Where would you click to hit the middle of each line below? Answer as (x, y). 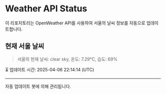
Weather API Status (46, 9)
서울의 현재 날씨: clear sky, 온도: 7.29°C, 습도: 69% (67, 59)
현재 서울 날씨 (25, 46)
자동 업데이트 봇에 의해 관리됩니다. (38, 86)
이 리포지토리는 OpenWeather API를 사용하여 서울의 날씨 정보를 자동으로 (75, 23)
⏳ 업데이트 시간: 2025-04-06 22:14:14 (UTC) (50, 69)
